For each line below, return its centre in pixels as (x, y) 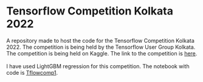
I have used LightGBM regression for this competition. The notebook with (98, 66)
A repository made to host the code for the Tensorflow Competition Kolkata (100, 40)
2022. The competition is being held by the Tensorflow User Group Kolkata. (101, 47)
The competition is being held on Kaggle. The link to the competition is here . (102, 53)
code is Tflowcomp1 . (32, 72)
